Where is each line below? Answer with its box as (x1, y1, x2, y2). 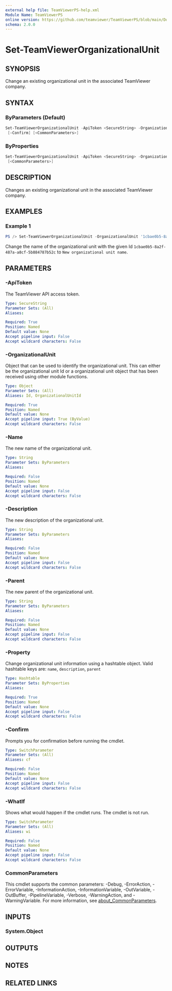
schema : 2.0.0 (5, 22, 36, 27)
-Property (5, 649, 31, 656)
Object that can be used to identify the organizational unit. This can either (5, 363, 161, 369)
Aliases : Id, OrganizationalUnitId (5, 393, 81, 398)
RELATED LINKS (5, 979, 57, 987)
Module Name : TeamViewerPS (5, 12, 63, 17)
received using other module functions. (5, 374, 89, 380)
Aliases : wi (5, 829, 31, 834)
